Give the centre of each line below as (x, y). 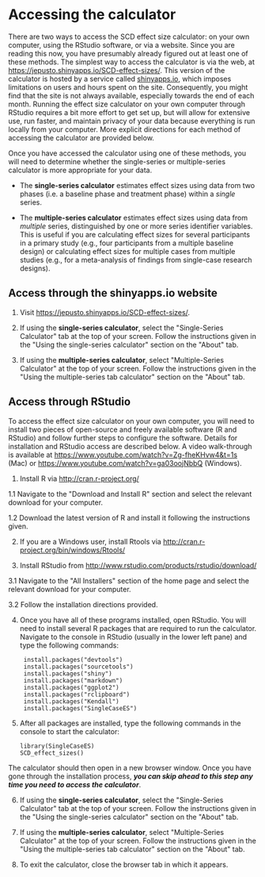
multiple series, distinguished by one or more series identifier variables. (136, 226)
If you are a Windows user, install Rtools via (91, 541)
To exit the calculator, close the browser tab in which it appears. (124, 864)
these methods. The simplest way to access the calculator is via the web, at (132, 62)
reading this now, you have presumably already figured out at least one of (128, 53)
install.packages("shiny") (68, 673)
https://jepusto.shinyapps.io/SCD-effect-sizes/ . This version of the (117, 70)
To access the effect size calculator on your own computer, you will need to (131, 421)
